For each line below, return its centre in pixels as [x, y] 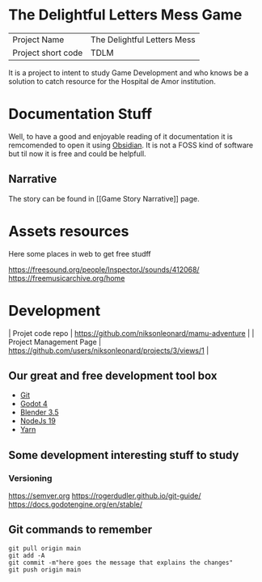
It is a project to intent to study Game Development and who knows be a [129, 72]
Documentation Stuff [80, 114]
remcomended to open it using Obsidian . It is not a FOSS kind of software [131, 145]
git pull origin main [45, 548]
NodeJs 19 [38, 421]
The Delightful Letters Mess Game [125, 15]
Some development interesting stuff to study [124, 455]
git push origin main [45, 569]
